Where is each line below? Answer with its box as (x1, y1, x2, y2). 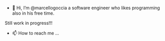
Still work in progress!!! (5, 20, 53, 26)
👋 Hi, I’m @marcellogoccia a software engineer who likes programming (12, 5, 160, 11)
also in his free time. (12, 10, 55, 16)
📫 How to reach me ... (12, 30, 59, 36)
